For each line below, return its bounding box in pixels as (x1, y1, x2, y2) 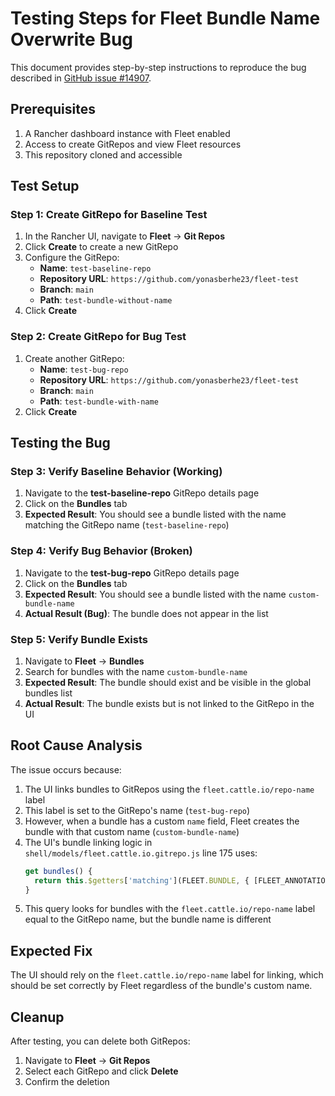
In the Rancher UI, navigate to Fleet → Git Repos (24, 230, 225, 242)
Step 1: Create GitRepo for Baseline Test (10, 208, 208, 222)
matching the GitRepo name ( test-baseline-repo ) (24, 519, 230, 531)
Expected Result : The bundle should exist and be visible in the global (24, 677, 312, 689)
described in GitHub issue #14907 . (10, 72, 152, 84)
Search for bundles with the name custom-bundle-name (24, 666, 248, 678)
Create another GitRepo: (24, 352, 125, 364)
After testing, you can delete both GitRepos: (10, 1035, 191, 1047)
